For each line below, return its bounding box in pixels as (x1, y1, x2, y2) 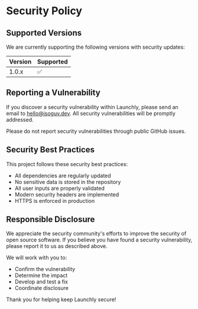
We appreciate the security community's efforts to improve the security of (6, 230, 187, 237)
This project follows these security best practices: (6, 160, 128, 167)
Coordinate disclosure (14, 285, 69, 292)
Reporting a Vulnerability (6, 88, 100, 98)
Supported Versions (6, 28, 82, 38)
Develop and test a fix (14, 278, 69, 285)
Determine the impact (14, 272, 68, 279)
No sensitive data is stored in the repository (14, 178, 121, 185)
